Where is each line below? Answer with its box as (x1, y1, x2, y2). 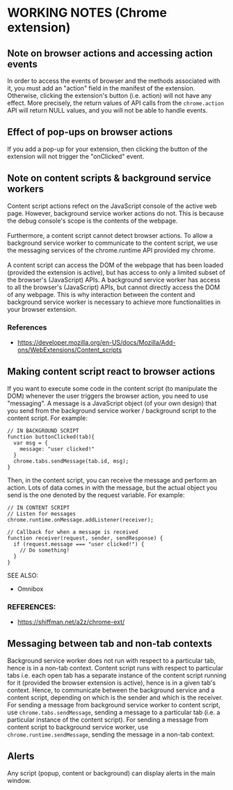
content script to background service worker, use (7, 723, 149, 731)
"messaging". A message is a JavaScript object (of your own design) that (7, 398, 217, 408)
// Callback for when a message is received (7, 529, 138, 535)
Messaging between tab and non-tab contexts (7, 638, 212, 650)
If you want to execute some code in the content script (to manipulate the (7, 384, 218, 392)
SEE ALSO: (7, 571, 39, 579)
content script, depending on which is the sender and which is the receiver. (7, 693, 223, 702)
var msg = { (13, 440, 49, 446)
